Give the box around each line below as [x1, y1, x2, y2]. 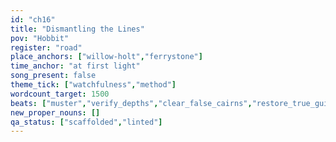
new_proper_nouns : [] [10, 107, 101, 118]
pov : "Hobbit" [10, 33, 70, 43]
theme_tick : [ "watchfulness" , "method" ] [10, 80, 177, 90]
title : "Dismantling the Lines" [10, 24, 145, 34]
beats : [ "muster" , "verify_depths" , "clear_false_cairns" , [10, 98, 253, 108]
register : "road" [10, 42, 83, 53]
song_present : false [10, 71, 97, 81]
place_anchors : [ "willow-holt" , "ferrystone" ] [10, 52, 203, 62]
